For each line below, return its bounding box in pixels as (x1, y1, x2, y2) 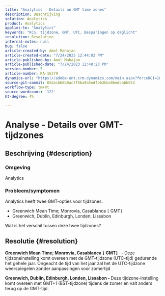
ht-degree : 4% (5, 94, 34, 99)
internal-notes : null (5, 39, 50, 44)
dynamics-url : (5, 76, 34, 81)
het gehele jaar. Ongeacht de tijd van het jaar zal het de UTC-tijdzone (5, 261, 145, 267)
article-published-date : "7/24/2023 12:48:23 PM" (5, 62, 109, 67)
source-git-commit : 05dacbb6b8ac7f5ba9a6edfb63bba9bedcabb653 (5, 80, 135, 85)
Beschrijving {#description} (5, 149, 92, 158)
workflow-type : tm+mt (5, 84, 50, 90)
